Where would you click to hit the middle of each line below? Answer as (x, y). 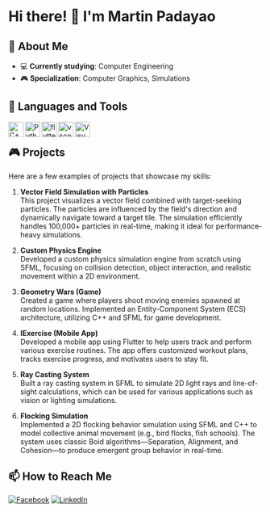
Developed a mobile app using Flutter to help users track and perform (136, 342)
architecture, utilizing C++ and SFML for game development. (120, 317)
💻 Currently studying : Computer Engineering (97, 66)
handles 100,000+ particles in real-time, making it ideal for (117, 226)
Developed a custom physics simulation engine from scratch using (131, 258)
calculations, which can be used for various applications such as (146, 392)
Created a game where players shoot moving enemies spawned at (130, 300)
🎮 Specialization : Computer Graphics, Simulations (105, 78)
